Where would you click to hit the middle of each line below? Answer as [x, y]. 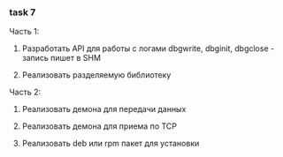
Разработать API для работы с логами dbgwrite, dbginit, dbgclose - [148, 49]
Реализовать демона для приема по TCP [99, 126]
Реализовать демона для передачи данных [104, 109]
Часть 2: [25, 92]
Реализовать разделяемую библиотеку [96, 75]
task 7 [23, 12]
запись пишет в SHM [61, 58]
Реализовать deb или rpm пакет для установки [111, 144]
